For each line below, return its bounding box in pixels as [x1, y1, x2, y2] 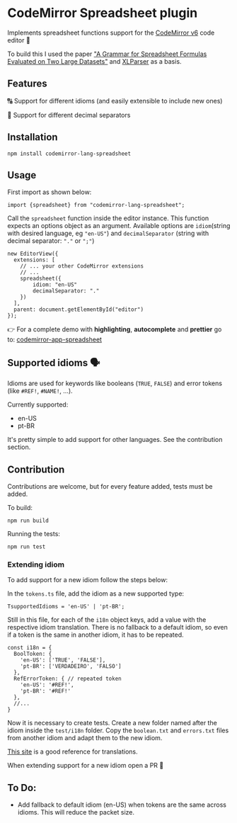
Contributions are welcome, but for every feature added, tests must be [7, 482, 213, 490]
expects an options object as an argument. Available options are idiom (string [7, 222, 231, 230]
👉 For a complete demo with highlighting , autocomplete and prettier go [7, 325, 222, 334]
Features [7, 78, 47, 90]
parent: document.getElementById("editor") [13, 306, 144, 313]
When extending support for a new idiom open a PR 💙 [7, 761, 164, 770]
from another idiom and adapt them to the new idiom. [7, 734, 163, 742]
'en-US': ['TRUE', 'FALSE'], [20, 657, 106, 664]
